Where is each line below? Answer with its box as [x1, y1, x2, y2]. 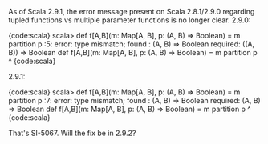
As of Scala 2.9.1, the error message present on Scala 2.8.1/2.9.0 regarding [8, 7, 255, 16]
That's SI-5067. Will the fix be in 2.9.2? [8, 128, 136, 138]
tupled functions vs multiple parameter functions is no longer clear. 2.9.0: [8, 15, 251, 25]
